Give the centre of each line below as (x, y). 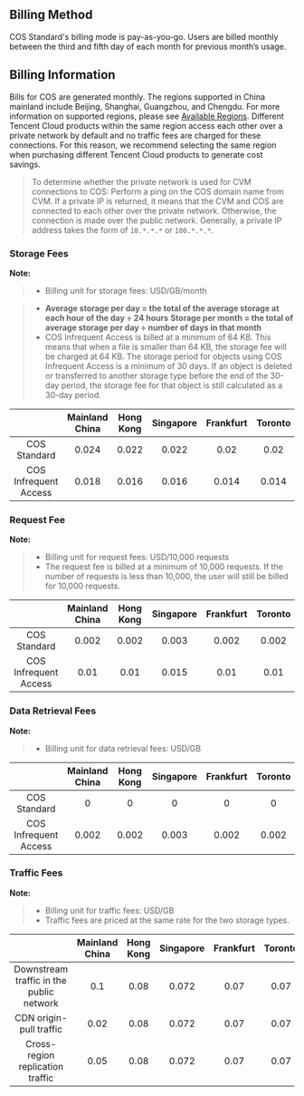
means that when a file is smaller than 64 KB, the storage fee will (166, 346)
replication (41, 1066)
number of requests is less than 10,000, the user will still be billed (166, 577)
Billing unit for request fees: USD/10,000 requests (137, 558)
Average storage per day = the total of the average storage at (162, 308)
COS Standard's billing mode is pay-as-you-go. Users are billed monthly (144, 36)
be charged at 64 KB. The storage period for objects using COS (163, 356)
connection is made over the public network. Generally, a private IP (157, 220)
